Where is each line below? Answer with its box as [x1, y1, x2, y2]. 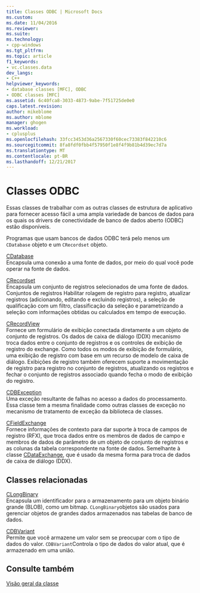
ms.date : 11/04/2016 [6, 20, 58, 26]
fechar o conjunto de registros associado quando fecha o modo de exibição [6, 371, 193, 378]
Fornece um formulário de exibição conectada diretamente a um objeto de [6, 327, 189, 334]
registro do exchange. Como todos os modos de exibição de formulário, [6, 346, 183, 353]
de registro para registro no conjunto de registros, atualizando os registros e [6, 365, 194, 372]
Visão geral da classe [6, 580, 59, 587]
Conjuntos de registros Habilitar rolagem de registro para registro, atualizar [6, 290, 191, 297]
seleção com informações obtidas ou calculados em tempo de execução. [6, 309, 186, 316]
